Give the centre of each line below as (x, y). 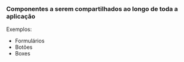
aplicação (21, 16)
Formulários (30, 41)
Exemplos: (19, 29)
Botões (24, 47)
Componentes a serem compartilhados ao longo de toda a (92, 9)
